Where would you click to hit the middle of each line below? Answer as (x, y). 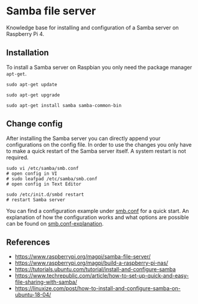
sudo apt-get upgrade (33, 95)
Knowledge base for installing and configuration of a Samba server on (93, 28)
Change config (34, 124)
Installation (28, 53)
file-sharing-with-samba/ (46, 282)
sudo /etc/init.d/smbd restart (45, 194)
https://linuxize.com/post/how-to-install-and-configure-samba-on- (98, 288)
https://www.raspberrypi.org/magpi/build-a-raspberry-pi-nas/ (92, 263)
